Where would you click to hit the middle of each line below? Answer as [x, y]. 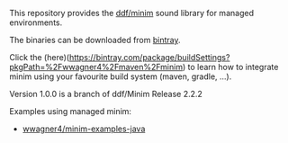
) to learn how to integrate [230, 67]
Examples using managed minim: [71, 111]
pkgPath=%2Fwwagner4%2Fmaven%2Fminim [96, 67]
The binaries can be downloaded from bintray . [95, 40]
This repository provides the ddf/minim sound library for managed [132, 13]
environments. [36, 22]
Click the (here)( [40, 57]
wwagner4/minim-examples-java [84, 129]
